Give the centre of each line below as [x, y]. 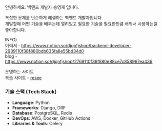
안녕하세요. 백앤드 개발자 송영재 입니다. [42, 7]
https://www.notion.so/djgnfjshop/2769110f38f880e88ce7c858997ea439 [79, 61]
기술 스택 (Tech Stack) [31, 91]
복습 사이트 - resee [23, 78]
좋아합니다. [16, 30]
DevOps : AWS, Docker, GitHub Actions [51, 118]
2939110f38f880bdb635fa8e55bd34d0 [45, 51]
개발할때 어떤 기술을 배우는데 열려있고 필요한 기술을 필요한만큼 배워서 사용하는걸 [81, 24]
